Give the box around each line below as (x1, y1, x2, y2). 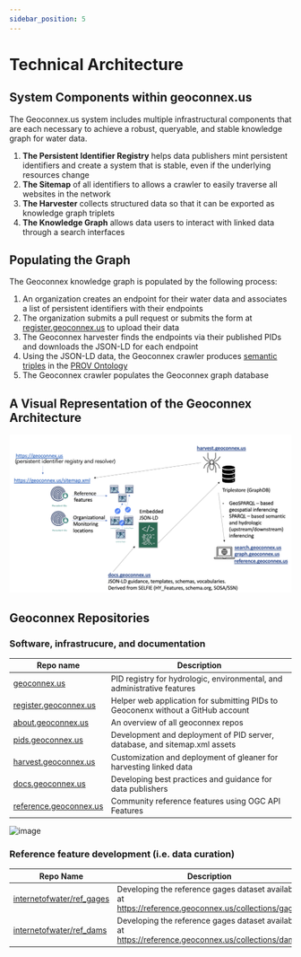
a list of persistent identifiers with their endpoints (21, 303, 203, 314)
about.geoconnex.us (13, 717, 90, 728)
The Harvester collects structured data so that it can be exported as (21, 198, 275, 208)
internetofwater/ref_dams (13, 925, 107, 935)
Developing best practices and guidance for (110, 773, 272, 785)
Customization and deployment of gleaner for (110, 751, 279, 762)
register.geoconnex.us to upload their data (21, 322, 180, 333)
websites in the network (21, 189, 111, 199)
